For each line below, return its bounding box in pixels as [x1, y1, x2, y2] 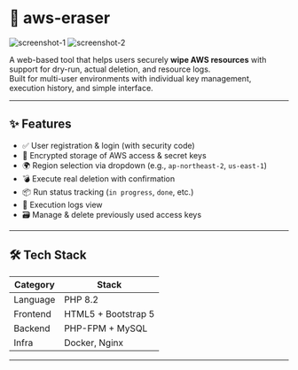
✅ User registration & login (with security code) [21, 140, 195, 150]
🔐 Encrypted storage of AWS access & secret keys [21, 150, 207, 160]
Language [13, 293, 56, 305]
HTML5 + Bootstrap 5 [63, 307, 155, 320]
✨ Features [9, 117, 72, 132]
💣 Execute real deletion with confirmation [21, 173, 176, 184]
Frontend [13, 307, 51, 320]
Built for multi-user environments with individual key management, [9, 73, 252, 83]
